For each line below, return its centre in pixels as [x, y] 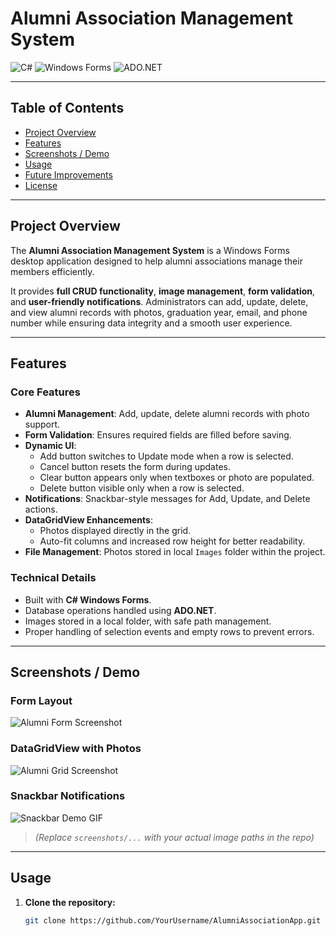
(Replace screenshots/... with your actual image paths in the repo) [174, 837]
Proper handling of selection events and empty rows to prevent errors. [169, 631]
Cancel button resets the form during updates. [135, 467]
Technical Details [53, 578]
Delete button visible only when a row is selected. [142, 488]
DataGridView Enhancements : [88, 520]
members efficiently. [52, 271]
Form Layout [41, 700]
